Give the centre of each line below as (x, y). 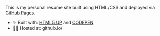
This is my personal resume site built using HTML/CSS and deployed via (80, 7)
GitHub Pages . (20, 13)
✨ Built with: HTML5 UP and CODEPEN (53, 23)
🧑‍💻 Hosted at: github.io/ (37, 28)
